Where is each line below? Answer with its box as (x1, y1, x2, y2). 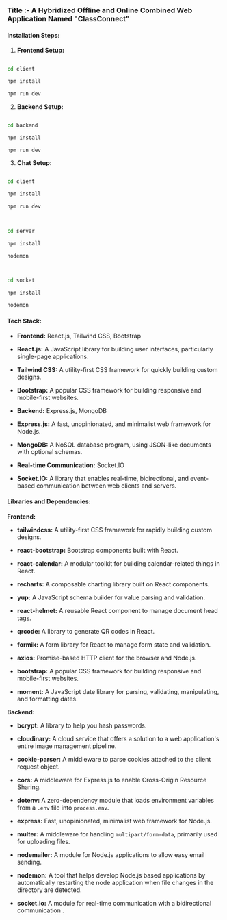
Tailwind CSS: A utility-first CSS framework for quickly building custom (16, 366, 218, 374)
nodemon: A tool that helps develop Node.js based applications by (16, 871, 206, 880)
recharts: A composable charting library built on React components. (16, 580, 210, 588)
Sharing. (16, 783, 41, 791)
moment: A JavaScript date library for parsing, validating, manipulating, (16, 688, 219, 696)
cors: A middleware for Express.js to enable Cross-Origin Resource (16, 776, 207, 784)
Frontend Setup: (16, 47, 65, 55)
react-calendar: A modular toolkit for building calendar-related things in (16, 560, 220, 568)
